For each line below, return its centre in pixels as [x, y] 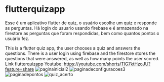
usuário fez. [17, 39]
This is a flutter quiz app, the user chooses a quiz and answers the [73, 48]
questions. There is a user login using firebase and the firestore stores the [80, 53]
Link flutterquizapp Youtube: [34, 64]
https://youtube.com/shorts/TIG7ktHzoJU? [107, 64]
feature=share [20, 69]
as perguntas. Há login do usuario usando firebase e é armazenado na [77, 28]
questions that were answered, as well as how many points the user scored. [82, 58]
